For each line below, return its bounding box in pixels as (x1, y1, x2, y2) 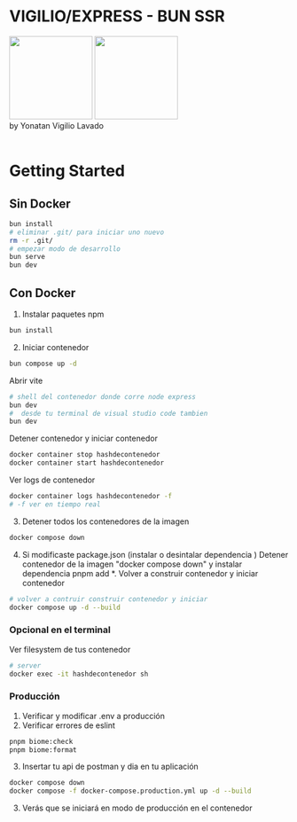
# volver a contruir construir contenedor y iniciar (9, 594, 208, 604)
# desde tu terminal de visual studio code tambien (9, 409, 208, 418)
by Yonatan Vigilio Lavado (9, 120, 105, 130)
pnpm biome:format (9, 745, 77, 755)
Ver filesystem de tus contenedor (9, 644, 131, 654)
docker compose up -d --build (9, 603, 121, 612)
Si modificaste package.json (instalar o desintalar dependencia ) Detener (21, 549, 289, 560)
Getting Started (9, 161, 126, 181)
